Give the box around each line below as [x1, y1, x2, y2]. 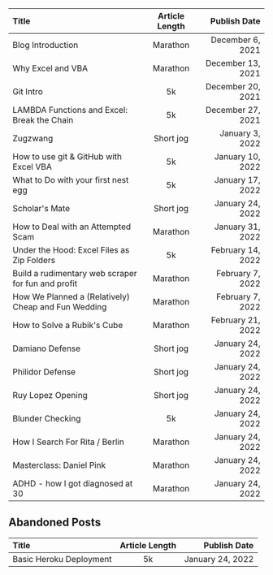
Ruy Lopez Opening [12, 390, 88, 400]
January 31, [214, 221, 261, 232]
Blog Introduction [12, 40, 79, 50]
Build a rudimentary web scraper [12, 268, 137, 279]
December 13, [206, 58, 261, 68]
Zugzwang [12, 133, 54, 144]
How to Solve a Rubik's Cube [12, 320, 123, 331]
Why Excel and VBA [12, 63, 88, 74]
